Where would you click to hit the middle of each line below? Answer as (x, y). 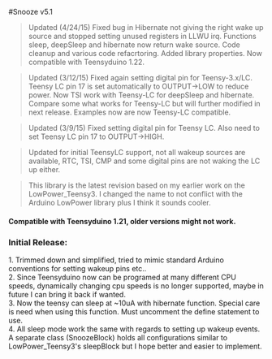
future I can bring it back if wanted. (67, 294)
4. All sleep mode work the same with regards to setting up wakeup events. (134, 329)
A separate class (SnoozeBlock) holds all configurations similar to (118, 337)
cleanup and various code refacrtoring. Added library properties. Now (145, 53)
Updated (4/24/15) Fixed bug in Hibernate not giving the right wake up (146, 27)
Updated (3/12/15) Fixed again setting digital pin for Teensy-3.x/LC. (140, 78)
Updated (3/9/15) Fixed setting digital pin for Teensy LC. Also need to (144, 128)
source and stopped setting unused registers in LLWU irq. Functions (142, 36)
